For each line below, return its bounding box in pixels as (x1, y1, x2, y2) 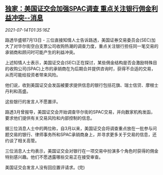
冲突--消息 (11, 14, 43, 22)
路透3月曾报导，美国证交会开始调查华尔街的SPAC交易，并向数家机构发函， (5, 109, 155, 115)
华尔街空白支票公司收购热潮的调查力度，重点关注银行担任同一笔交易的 (18, 43, 159, 49)
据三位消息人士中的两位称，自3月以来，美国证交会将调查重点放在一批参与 (5, 125, 153, 131)
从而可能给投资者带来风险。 (5, 72, 61, 78)
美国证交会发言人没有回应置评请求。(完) (5, 164, 85, 170)
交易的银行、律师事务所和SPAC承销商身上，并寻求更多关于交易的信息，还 (9, 131, 157, 137)
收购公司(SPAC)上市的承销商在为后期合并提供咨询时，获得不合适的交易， (9, 65, 156, 72)
